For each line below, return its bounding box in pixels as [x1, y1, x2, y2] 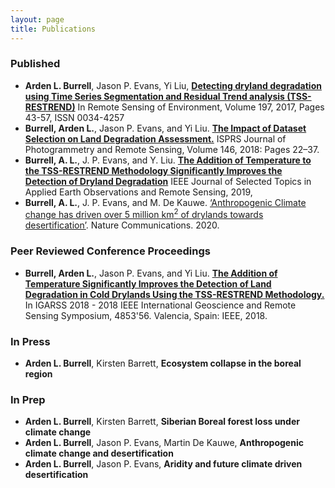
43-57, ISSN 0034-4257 [24, 111, 125, 123]
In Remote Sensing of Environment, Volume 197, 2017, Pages [77, 101, 325, 113]
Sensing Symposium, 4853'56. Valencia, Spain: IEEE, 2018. [24, 309, 268, 321]
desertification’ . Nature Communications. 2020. [24, 219, 220, 231]
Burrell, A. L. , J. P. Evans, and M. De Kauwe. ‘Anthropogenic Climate [24, 196, 307, 208]
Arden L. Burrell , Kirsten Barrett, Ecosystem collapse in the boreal [24, 357, 302, 370]
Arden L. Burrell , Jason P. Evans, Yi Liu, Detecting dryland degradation [24, 79, 322, 91]
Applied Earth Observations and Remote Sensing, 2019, [24, 186, 253, 198]
